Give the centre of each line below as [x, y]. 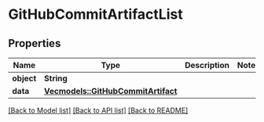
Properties [35, 43]
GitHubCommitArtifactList [95, 14]
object [24, 78]
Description [207, 65]
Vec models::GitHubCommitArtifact [111, 91]
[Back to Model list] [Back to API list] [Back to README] [98, 110]
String [56, 78]
